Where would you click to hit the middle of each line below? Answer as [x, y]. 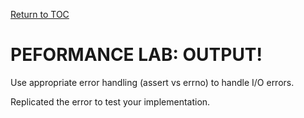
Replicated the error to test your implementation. [110, 101]
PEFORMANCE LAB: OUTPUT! [136, 55]
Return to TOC [40, 14]
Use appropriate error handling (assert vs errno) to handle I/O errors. [152, 82]
